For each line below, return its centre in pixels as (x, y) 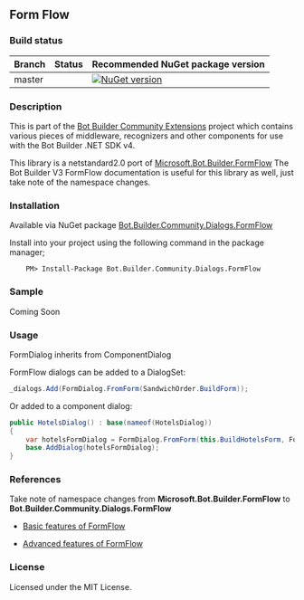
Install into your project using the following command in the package (137, 243)
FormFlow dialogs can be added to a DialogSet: (98, 372)
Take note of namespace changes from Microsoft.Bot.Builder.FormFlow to (150, 499)
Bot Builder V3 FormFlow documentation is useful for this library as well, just (152, 172)
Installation (35, 205)
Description (36, 106)
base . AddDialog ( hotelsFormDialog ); (93, 448)
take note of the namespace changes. (80, 182)
